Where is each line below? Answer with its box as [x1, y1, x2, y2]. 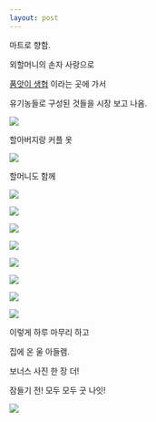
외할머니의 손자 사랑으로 [9, 58, 95, 69]
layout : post [9, 13, 59, 23]
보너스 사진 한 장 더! [9, 365, 80, 376]
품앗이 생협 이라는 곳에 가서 [9, 78, 107, 89]
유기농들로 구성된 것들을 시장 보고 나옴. [9, 98, 148, 108]
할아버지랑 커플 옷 [9, 134, 73, 145]
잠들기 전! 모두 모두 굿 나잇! [9, 385, 106, 396]
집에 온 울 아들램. [9, 345, 71, 356]
